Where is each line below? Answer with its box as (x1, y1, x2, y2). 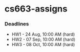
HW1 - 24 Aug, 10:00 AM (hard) (11, 31, 75, 37)
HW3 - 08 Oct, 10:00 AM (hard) (11, 42, 75, 48)
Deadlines (4, 21, 29, 27)
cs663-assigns (4, 3, 68, 14)
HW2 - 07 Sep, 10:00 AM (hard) (11, 37, 76, 42)
